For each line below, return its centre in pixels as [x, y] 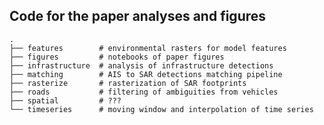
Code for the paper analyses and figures [138, 16]
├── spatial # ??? [65, 100]
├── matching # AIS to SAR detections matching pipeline [146, 74]
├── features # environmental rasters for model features [148, 48]
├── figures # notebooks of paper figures [117, 57]
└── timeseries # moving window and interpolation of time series [161, 109]
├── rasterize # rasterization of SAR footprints [128, 83]
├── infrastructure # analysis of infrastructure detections [141, 65]
